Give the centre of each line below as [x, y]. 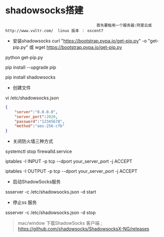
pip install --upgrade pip [31, 67]
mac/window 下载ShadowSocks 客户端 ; [60, 223]
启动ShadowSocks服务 [37, 182]
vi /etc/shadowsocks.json [32, 98]
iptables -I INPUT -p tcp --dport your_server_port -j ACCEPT [69, 162]
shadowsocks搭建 [44, 10]
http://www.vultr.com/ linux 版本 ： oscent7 [54, 31]
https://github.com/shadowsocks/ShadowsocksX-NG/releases [83, 229]
